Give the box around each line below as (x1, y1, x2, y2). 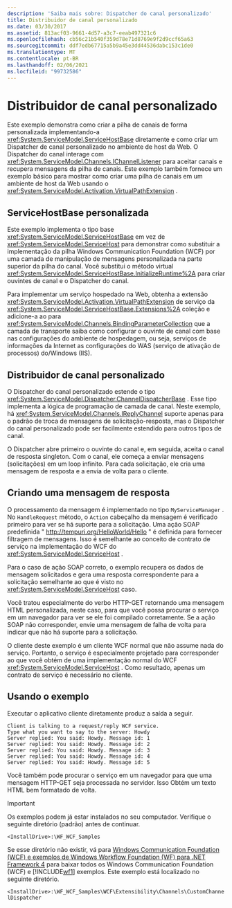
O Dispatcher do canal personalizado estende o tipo (7, 388, 156, 396)
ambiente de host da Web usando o (7, 179, 109, 188)
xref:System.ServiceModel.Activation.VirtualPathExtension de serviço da (7, 298, 215, 306)
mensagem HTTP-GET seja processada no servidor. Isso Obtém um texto (7, 778, 217, 786)
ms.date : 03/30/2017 (7, 23, 67, 30)
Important (7, 799, 35, 807)
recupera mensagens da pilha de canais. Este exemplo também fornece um (7, 165, 223, 173)
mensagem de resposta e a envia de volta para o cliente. (7, 467, 169, 475)
